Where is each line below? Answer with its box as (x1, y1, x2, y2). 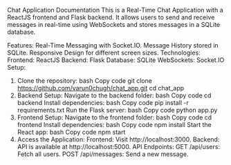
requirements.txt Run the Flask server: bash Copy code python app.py (17, 106, 218, 114)
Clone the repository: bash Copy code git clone (17, 77, 152, 85)
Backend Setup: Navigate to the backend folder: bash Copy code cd (17, 91, 212, 99)
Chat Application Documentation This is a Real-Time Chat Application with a (7, 6, 223, 14)
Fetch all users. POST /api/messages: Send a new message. (17, 150, 189, 158)
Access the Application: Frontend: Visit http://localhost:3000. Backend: (17, 135, 220, 144)
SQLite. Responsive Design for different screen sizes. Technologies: (7, 48, 201, 57)
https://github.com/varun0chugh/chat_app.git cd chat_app (17, 84, 185, 92)
